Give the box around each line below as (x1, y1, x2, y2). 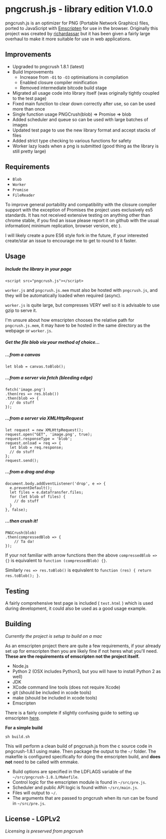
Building (5, 620, 31, 628)
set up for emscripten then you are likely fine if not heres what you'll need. (5, 648, 158, 654)
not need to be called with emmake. (5, 759, 79, 765)
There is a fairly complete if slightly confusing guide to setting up (5, 709, 139, 715)
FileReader (12, 193, 35, 198)
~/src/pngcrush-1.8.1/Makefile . (12, 774, 79, 780)
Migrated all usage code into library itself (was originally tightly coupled (12, 90, 160, 96)
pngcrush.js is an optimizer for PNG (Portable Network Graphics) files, (5, 20, 150, 26)
